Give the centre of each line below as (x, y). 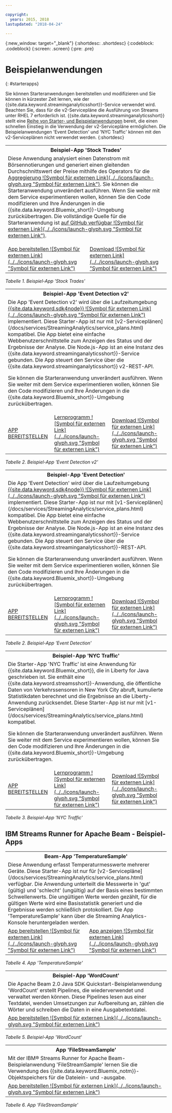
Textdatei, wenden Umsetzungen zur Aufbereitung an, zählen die (86, 1003)
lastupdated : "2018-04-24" (34, 24)
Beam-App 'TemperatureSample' (86, 856)
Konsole (18, 923)
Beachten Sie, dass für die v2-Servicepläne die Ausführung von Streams (82, 110)
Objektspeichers (28, 1078)
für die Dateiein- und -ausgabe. (87, 1078)
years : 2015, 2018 (30, 19)
